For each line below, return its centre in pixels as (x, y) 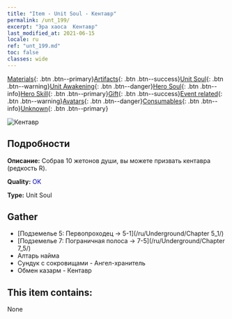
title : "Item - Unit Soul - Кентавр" (62, 14)
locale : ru (23, 40)
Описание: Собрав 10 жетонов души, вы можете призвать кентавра (109, 160)
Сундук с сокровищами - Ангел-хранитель (82, 263)
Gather (23, 217)
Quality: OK (24, 181)
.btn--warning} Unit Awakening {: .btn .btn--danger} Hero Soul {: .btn (103, 86)
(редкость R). (27, 168)
